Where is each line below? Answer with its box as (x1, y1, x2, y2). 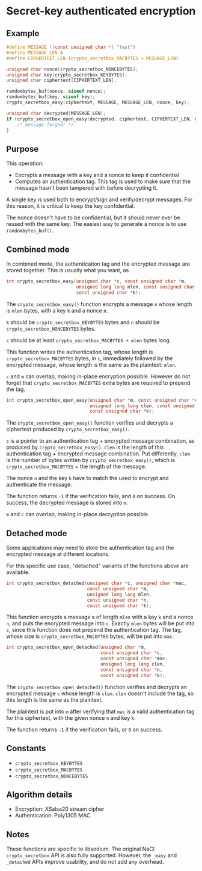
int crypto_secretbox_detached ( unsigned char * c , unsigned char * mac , (6, 580, 187, 587)
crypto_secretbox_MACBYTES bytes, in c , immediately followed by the (6, 354, 173, 362)
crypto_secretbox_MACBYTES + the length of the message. (6, 463, 147, 470)
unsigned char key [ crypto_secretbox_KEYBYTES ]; (6, 72, 128, 78)
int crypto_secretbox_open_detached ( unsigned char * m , (6, 645, 147, 651)
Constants (6, 743, 46, 754)
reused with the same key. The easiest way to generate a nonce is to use (6, 220, 187, 228)
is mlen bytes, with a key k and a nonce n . (6, 307, 108, 314)
